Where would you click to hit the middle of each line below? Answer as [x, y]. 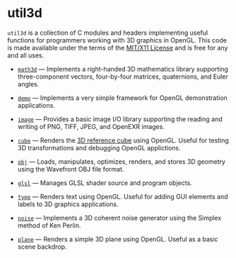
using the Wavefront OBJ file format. [71, 169]
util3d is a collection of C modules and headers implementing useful [108, 33]
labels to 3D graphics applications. [68, 204]
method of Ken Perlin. [49, 225]
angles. [28, 84]
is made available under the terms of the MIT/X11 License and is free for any [118, 47]
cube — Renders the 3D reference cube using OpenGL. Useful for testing [123, 140]
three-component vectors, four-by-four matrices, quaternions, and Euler [123, 77]
